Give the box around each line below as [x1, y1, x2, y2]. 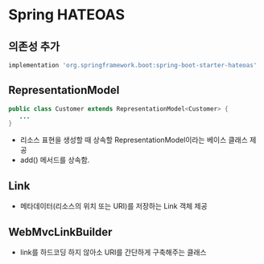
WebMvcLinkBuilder [8, 225, 113, 238]
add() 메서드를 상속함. [19, 155, 90, 165]
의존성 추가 [8, 39, 60, 53]
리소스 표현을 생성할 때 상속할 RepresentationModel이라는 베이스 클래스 [19, 135, 248, 145]
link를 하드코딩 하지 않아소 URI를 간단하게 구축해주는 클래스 [19, 247, 207, 257]
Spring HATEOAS [8, 6, 126, 24]
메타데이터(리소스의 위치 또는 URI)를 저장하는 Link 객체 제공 [19, 201, 208, 211]
